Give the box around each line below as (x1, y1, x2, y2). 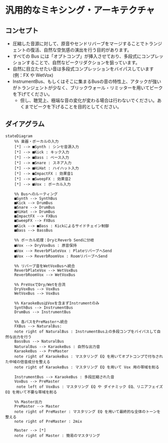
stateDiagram (5, 133, 33, 139)
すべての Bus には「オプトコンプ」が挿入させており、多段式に (12, 53, 142, 59)
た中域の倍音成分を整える (5, 359, 50, 364)
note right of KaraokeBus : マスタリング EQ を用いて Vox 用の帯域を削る (14, 364, 160, 370)
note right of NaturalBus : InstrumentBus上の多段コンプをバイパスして (14, 329, 157, 334)
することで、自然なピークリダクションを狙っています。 (26, 60, 140, 66)
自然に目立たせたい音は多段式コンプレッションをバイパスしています (12, 66, 154, 72)
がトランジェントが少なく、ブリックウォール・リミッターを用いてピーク (12, 85, 163, 91)
